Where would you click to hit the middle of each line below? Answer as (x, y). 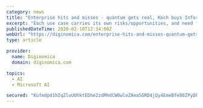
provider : (19, 51)
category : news (25, 12)
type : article (24, 40)
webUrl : (16, 35)
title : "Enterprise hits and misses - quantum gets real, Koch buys (94, 18)
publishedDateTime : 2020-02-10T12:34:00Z (59, 29)
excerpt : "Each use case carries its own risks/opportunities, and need (100, 23)
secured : (17, 96)
